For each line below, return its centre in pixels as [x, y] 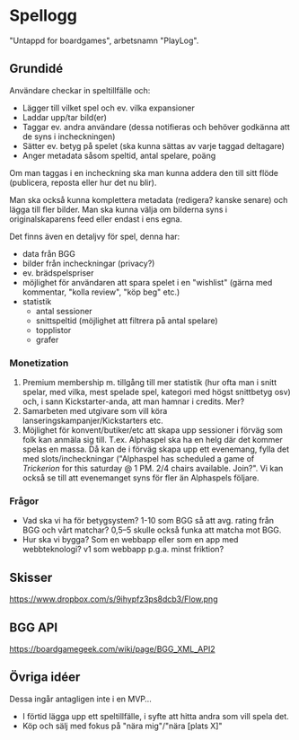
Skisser [31, 577]
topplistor [53, 330]
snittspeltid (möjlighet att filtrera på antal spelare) [127, 321]
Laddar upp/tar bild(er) [65, 117]
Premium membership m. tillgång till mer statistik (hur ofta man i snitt [149, 383]
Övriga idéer [45, 678]
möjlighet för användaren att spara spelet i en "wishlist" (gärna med [147, 282]
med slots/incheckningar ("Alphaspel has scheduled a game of [138, 459]
